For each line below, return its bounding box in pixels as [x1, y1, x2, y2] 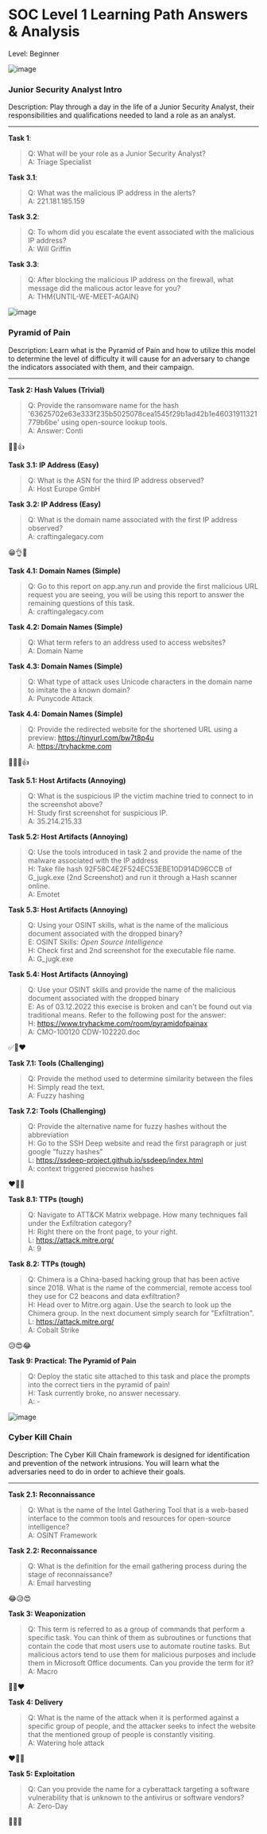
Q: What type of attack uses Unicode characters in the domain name [27, 677, 253, 686]
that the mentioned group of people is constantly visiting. [27, 1729, 215, 1739]
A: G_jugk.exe [27, 954, 74, 964]
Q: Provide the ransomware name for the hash [27, 400, 180, 410]
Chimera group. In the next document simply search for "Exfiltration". [27, 1308, 254, 1317]
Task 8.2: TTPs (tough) [8, 1258, 86, 1269]
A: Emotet [27, 889, 60, 899]
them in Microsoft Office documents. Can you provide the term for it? [27, 1658, 254, 1667]
